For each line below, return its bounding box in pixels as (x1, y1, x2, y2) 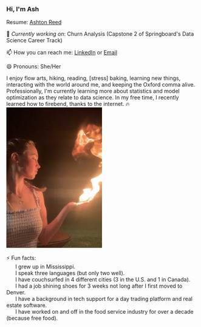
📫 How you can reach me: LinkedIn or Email (6, 49, 117, 56)
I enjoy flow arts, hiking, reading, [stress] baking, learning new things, (6, 74, 181, 82)
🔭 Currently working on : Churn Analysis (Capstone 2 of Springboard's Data (6, 30, 194, 38)
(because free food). (6, 314, 58, 322)
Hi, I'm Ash (6, 5, 39, 13)
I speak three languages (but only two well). (15, 269, 125, 277)
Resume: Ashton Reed (6, 19, 62, 26)
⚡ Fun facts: (6, 254, 36, 262)
